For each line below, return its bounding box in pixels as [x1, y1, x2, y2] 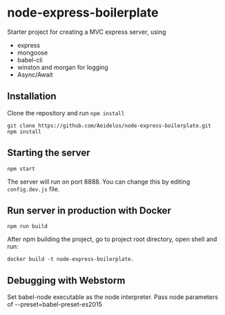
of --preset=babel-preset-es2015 [7, 300, 102, 309]
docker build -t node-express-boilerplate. [7, 256, 135, 263]
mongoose [17, 48, 48, 57]
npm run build [7, 223, 48, 230]
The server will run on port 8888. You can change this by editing [7, 178, 190, 186]
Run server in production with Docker [7, 204, 171, 216]
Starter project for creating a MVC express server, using [7, 28, 167, 36]
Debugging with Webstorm [7, 274, 126, 286]
